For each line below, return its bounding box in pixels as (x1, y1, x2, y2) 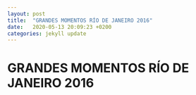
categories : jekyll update (7, 30, 87, 37)
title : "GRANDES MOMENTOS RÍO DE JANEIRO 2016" (7, 17, 153, 24)
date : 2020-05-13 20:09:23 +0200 (7, 23, 112, 30)
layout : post (7, 10, 46, 18)
